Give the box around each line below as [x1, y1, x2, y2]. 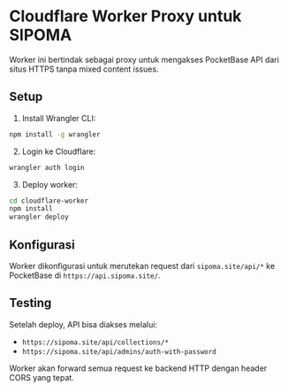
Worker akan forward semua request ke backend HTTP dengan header [9, 363, 268, 373]
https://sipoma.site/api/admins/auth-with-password [21, 347, 216, 356]
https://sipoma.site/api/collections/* [21, 338, 170, 347]
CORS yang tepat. [9, 372, 75, 382]
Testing [9, 296, 52, 311]
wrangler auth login [9, 163, 86, 172]
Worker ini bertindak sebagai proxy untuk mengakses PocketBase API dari [9, 54, 280, 65]
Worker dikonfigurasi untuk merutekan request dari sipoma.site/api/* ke [9, 260, 276, 271]
